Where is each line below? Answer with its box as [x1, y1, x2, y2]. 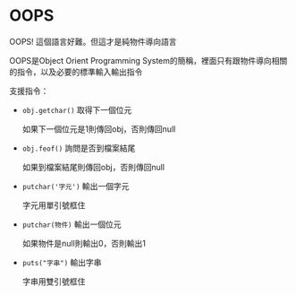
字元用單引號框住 [21, 199, 86, 211]
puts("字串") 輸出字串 [21, 256, 102, 267]
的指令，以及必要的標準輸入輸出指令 [9, 66, 143, 77]
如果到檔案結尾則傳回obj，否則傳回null [21, 161, 165, 172]
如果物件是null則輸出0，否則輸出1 [21, 238, 146, 248]
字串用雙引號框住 [21, 275, 86, 287]
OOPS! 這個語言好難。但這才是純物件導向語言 [9, 36, 177, 47]
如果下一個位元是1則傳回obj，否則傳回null [21, 123, 176, 134]
